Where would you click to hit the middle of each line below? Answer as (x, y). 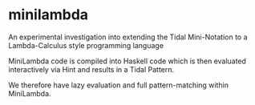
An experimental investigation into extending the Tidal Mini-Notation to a (128, 37)
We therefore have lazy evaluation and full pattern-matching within (118, 85)
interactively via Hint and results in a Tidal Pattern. (91, 69)
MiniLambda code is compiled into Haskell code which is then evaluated (127, 61)
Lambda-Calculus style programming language (86, 45)
